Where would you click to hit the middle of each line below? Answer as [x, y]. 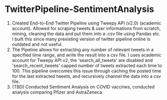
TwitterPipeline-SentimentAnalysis [79, 9]
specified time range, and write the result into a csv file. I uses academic [87, 55]
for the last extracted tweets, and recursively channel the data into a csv [86, 76]
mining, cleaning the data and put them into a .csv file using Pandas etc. [86, 33]
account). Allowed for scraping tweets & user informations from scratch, [86, 28]
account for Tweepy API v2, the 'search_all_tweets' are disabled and [82, 60]
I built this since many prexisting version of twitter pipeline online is [81, 39]
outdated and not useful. [37, 44]
